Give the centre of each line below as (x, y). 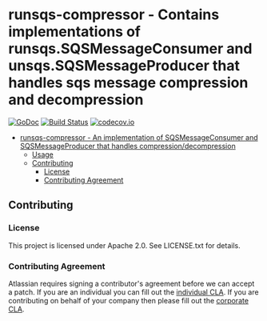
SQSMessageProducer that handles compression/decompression (128, 146)
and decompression (76, 100)
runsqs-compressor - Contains (114, 15)
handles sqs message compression (128, 83)
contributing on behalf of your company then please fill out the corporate (129, 300)
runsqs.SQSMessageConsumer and (130, 49)
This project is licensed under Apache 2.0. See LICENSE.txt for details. (125, 245)
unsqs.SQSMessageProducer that (124, 66)
